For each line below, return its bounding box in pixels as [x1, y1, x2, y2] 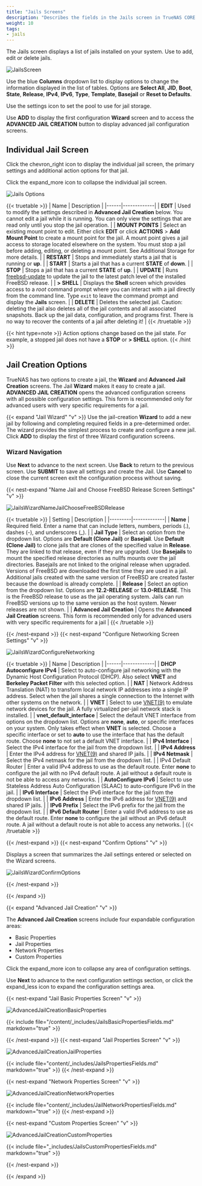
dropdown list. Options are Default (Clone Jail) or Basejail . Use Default [6, 535, 185, 542]
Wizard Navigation [6, 448, 62, 456]
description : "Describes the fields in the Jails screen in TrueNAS [6, 15, 182, 21]
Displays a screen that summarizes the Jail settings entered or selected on [6, 851, 192, 858]
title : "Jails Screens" [6, 8, 66, 15]
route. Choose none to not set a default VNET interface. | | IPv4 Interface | [6, 737, 193, 745]
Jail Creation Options [6, 360, 87, 370]
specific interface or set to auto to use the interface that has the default [6, 731, 185, 738]
